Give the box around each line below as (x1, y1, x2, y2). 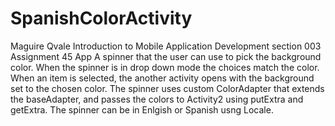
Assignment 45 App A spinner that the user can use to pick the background (10, 50, 322, 62)
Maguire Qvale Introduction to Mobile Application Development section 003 (10, 40, 322, 52)
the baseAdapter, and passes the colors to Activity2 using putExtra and (10, 93, 304, 105)
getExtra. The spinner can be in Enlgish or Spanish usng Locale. (10, 103, 274, 116)
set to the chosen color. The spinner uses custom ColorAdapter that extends (10, 82, 325, 94)
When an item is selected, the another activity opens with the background (10, 72, 315, 84)
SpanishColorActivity (10, 7, 193, 30)
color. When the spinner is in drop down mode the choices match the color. (10, 61, 320, 73)
